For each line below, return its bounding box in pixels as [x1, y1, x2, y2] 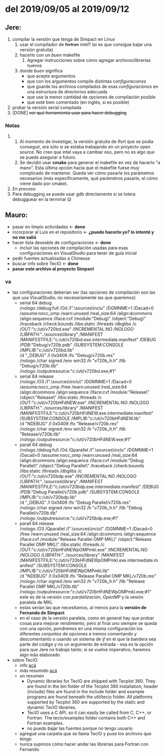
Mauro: [5, 211, 28, 219]
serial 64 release [19, 373, 54, 379]
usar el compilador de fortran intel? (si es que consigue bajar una [19, 42, 152, 47]
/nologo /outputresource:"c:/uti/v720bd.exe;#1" [19, 368, 116, 374]
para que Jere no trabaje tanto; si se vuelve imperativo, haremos [19, 647, 151, 653]
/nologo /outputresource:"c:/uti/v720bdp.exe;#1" [19, 515, 119, 521]
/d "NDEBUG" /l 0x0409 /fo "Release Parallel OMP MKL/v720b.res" [19, 573, 157, 579]
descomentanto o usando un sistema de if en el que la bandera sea [19, 636, 157, 642]
